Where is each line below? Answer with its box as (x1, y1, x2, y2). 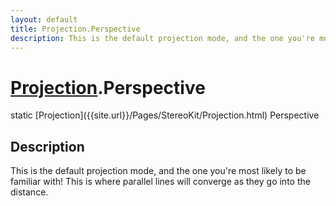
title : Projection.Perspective (10, 24, 141, 34)
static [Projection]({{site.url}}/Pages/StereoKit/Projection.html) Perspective (10, 109, 320, 121)
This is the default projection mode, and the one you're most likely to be (10, 165, 307, 177)
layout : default (10, 14, 78, 25)
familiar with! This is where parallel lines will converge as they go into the (10, 176, 311, 188)
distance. (10, 186, 49, 198)
